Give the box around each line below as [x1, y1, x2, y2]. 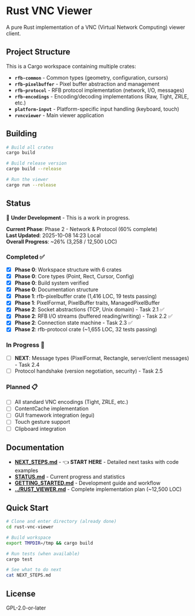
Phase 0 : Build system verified [14, 279, 89, 286]
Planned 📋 [6, 383, 38, 391]
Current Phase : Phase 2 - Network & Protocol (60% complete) [6, 225, 157, 232]
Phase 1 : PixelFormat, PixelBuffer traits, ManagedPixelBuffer [14, 299, 160, 307]
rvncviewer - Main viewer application [14, 111, 104, 118]
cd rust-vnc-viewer [6, 524, 54, 530]
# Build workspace [6, 535, 51, 541]
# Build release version [6, 160, 67, 166]
